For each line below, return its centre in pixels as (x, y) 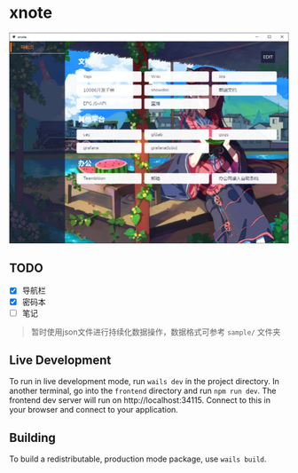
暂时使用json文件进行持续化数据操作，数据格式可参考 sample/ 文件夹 (156, 332)
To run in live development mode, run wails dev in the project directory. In (144, 382)
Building (32, 438)
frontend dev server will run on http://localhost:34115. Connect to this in (140, 400)
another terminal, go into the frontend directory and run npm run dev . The (143, 391)
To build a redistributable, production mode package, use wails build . (138, 459)
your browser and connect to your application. (94, 410)
